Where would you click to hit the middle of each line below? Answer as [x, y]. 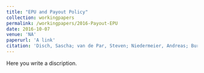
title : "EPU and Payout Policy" [47, 12]
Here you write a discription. [42, 63]
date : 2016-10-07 [28, 29]
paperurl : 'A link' [31, 40]
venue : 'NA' [21, 35]
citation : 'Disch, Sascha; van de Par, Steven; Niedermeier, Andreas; [97, 46]
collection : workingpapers [40, 18]
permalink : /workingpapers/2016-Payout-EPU [62, 23]
